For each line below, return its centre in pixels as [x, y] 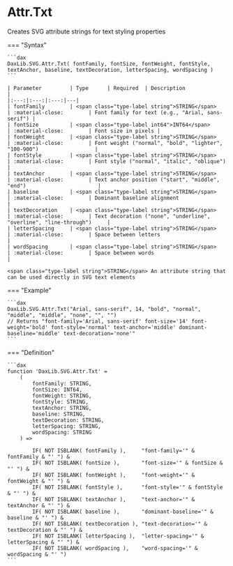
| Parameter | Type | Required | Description [97, 88]
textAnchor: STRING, [62, 408]
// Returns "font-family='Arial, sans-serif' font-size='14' [98, 321]
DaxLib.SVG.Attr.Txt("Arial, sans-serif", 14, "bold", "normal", [104, 309]
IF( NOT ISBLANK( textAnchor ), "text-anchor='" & [114, 499]
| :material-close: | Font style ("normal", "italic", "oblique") [117, 161]
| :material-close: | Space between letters [84, 234]
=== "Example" [29, 290]
